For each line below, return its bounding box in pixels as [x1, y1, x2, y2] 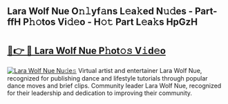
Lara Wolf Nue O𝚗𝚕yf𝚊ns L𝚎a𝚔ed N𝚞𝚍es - [7, 6, 193, 17]
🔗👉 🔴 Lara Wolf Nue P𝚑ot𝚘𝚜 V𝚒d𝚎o [7, 45, 166, 56]
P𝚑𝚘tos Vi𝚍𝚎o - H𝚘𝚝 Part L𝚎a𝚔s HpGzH [23, 17, 198, 28]
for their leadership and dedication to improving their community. [7, 89, 192, 97]
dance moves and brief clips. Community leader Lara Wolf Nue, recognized [7, 82, 222, 90]
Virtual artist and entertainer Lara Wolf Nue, [78, 67, 202, 74]
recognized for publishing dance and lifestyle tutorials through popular [7, 74, 209, 82]
